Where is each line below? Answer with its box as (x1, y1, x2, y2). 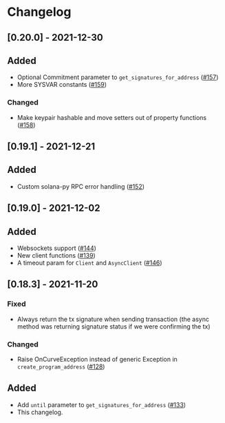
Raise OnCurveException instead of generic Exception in (17, 355, 178, 364)
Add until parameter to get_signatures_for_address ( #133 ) (17, 400, 186, 409)
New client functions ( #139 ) (17, 251, 96, 260)
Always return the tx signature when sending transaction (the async (17, 315, 210, 323)
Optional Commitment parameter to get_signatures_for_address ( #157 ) (17, 73, 219, 81)
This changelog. (17, 408, 63, 416)
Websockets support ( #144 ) (17, 244, 96, 252)
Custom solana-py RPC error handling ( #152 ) (17, 182, 145, 190)
